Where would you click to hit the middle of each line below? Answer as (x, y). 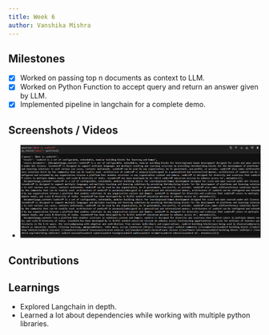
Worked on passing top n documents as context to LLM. (112, 78)
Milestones (37, 59)
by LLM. (33, 96)
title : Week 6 (32, 17)
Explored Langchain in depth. (68, 307)
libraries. (34, 324)
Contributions (44, 260)
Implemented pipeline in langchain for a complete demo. (112, 105)
